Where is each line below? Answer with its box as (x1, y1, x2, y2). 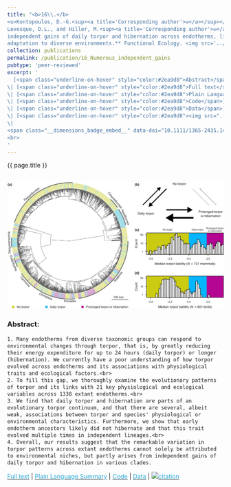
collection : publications (7, 47, 81, 54)
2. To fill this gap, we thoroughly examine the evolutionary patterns (7, 377, 217, 384)
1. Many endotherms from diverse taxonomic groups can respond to (7, 336, 201, 343)
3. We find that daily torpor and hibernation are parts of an (7, 398, 192, 405)
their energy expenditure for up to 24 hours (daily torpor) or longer (7, 350, 217, 356)
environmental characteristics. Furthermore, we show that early (7, 418, 198, 425)
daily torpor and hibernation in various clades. (7, 460, 153, 466)
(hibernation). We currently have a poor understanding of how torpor (7, 356, 214, 363)
